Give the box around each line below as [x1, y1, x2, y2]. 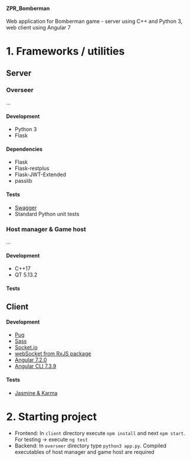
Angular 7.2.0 [14, 357, 47, 364]
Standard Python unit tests [14, 210, 80, 218]
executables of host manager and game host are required [14, 448, 154, 455]
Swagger [14, 204, 37, 211]
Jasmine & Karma [14, 389, 58, 396]
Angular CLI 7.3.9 [14, 363, 57, 370]
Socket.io [14, 344, 38, 351]
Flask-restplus [14, 165, 50, 172]
